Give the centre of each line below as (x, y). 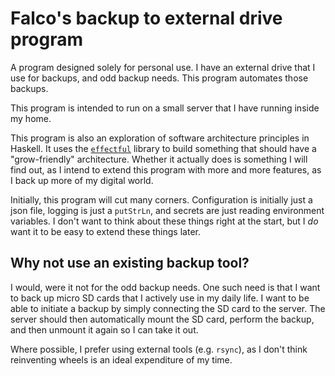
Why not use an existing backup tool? (130, 263)
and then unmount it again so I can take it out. (104, 329)
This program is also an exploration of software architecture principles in (160, 138)
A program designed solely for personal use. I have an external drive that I (163, 67)
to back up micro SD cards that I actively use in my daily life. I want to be (160, 298)
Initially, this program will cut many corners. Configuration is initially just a (161, 199)
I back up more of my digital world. (82, 180)
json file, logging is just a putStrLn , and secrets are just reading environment (167, 210)
